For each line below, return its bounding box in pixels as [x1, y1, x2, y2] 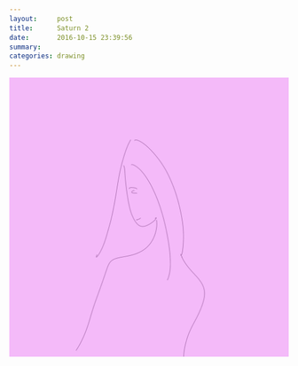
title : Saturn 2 [9, 23, 90, 33]
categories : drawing [9, 51, 86, 61]
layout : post [9, 14, 74, 23]
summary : [9, 43, 42, 51]
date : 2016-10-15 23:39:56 [9, 33, 133, 42]
